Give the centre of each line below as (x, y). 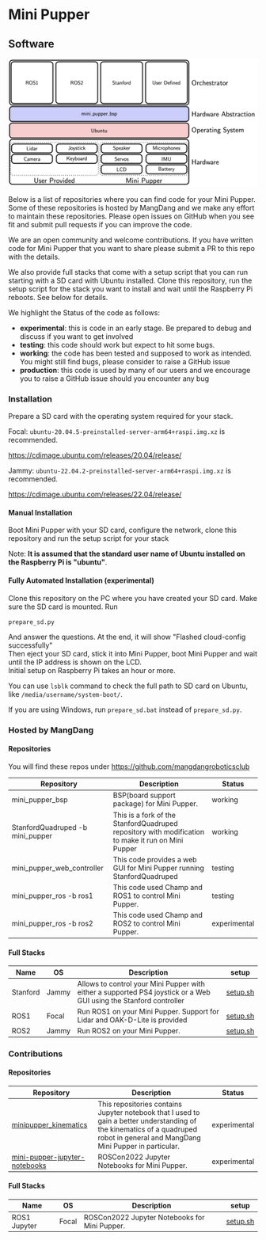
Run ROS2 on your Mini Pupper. (129, 1031)
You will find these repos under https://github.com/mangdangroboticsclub (129, 766)
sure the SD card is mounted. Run (63, 607)
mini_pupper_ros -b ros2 (52, 923)
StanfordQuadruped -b (49, 827)
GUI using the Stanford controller (131, 1000)
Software (31, 44)
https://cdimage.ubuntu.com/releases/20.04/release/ (95, 455)
